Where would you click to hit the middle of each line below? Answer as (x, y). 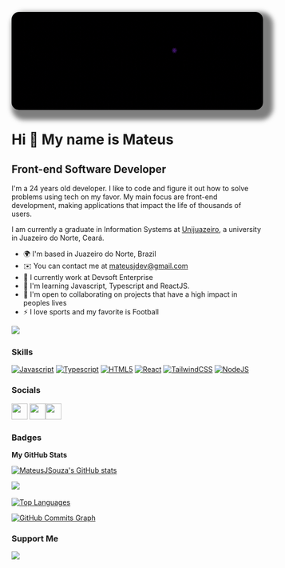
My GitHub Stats (40, 454)
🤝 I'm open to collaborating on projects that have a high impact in (130, 294)
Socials (26, 390)
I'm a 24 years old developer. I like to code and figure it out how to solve (130, 188)
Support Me (35, 538)
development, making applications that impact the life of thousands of (127, 205)
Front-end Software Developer (89, 169)
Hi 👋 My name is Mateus (93, 140)
